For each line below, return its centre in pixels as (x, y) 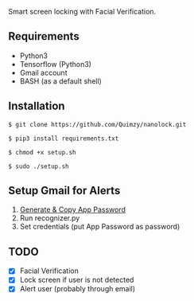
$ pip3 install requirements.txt (64, 139)
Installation (37, 106)
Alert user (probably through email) (78, 289)
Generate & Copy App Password (72, 209)
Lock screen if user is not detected (77, 280)
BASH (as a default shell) (60, 81)
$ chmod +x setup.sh (43, 152)
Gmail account (43, 72)
